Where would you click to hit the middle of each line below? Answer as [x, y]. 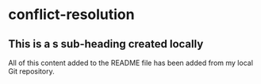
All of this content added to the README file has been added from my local [131, 63]
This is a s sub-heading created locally [106, 44]
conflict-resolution [71, 15]
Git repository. [31, 71]
